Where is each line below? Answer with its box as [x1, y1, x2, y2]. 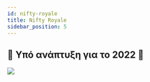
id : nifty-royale [7, 10, 58, 17]
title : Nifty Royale [7, 17, 68, 24]
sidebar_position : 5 [7, 23, 68, 30]
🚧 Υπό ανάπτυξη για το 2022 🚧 [7, 49, 144, 60]
